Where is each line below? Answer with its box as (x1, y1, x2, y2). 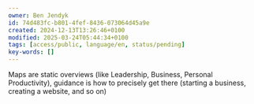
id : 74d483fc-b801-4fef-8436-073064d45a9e (8, 19, 150, 27)
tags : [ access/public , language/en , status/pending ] (8, 41, 185, 49)
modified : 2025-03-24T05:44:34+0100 (8, 33, 129, 42)
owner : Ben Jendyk (8, 11, 69, 20)
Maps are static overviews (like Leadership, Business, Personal (8, 70, 213, 79)
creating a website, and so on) (8, 87, 107, 95)
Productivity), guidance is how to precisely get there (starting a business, (8, 78, 246, 87)
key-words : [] (8, 48, 55, 56)
